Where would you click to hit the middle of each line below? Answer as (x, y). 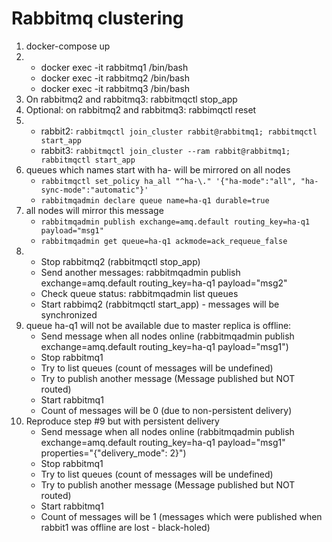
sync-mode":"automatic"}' (94, 190)
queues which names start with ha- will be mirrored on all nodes (158, 169)
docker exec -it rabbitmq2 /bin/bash (115, 78)
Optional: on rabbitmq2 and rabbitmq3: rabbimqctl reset (141, 109)
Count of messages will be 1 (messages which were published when (181, 516)
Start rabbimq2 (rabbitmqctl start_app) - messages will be (160, 304)
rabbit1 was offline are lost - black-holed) (125, 527)
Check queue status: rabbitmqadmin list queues (139, 293)
